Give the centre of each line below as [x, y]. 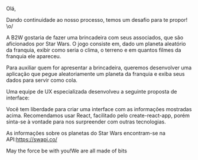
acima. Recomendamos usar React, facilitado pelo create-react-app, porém [98, 115]
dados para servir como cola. [42, 80]
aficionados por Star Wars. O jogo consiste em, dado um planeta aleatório [96, 44]
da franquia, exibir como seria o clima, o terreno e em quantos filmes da [94, 50]
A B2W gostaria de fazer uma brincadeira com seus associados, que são [95, 37]
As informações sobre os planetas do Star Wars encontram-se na [86, 133]
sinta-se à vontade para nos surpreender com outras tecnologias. [86, 122]
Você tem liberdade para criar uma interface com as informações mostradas [99, 109]
